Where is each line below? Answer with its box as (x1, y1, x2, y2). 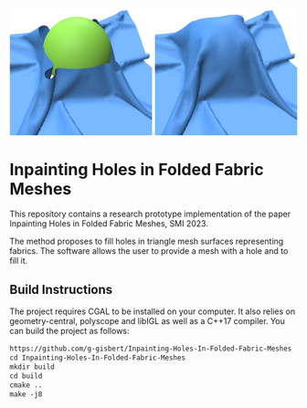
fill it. (9, 256, 28, 267)
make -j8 (9, 390, 43, 399)
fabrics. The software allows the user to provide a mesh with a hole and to (9, 246, 289, 256)
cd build (9, 371, 43, 381)
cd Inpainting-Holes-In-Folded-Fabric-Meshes (9, 353, 185, 362)
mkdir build (9, 362, 55, 371)
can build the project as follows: (9, 326, 130, 337)
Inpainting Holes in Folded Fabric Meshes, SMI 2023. (9, 218, 208, 229)
